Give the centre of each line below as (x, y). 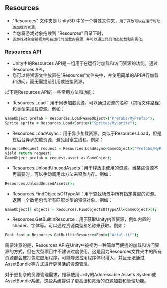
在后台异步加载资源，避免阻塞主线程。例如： (58, 139)
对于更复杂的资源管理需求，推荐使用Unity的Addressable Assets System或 (81, 275)
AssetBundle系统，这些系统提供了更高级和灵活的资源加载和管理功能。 (77, 281)
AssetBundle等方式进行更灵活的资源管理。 (49, 264)
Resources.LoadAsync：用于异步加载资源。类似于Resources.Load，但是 (87, 133)
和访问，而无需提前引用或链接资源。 (49, 82)
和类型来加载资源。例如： (39, 109)
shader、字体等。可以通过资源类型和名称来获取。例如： (70, 226)
